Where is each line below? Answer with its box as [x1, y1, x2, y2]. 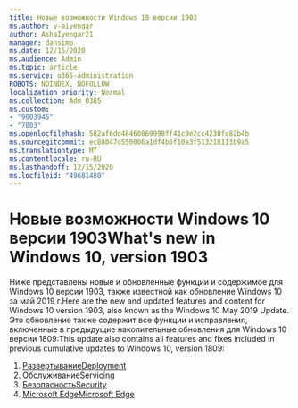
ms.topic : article [9, 63, 78, 72]
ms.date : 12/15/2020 [9, 46, 87, 55]
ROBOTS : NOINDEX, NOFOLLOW [9, 79, 110, 88]
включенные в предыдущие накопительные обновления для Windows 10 [9, 324, 287, 335]
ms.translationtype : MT [9, 146, 98, 154]
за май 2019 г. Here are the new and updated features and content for [9, 296, 266, 306]
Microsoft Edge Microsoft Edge [21, 389, 136, 400]
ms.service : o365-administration [9, 71, 134, 80]
